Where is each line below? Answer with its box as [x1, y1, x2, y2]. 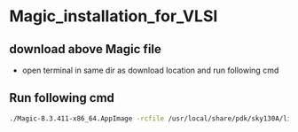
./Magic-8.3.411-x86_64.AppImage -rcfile [9, 113, 165, 123]
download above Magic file [9, 42, 162, 57]
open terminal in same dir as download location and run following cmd [21, 65, 279, 75]
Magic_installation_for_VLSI [9, 6, 218, 27]
